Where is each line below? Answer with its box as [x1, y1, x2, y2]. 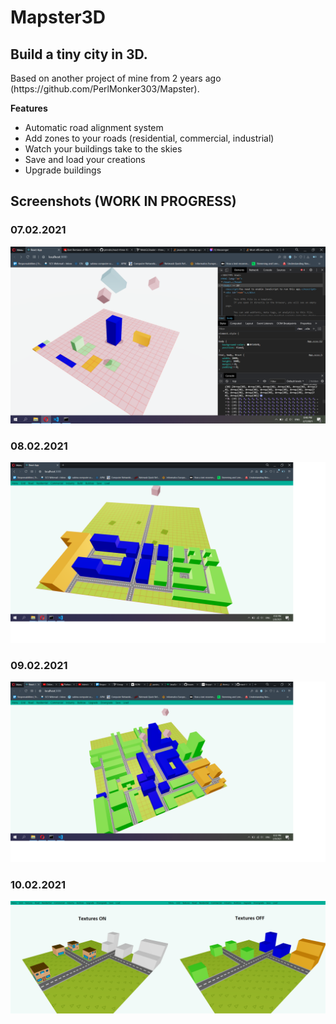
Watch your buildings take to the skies [24, 143, 183, 155]
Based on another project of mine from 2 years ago [10, 72, 222, 84]
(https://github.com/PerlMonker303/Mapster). [10, 83, 200, 95]
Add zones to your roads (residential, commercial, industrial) [24, 132, 275, 144]
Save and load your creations [24, 154, 146, 165]
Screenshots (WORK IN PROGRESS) [10, 193, 237, 210]
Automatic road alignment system [24, 122, 164, 133]
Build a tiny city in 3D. [10, 46, 148, 63]
